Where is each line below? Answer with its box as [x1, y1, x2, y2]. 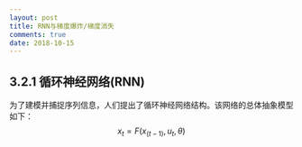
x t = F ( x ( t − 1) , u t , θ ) [116, 125, 187, 138]
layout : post [9, 13, 59, 23]
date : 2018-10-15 [9, 38, 75, 48]
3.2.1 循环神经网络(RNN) [9, 74, 146, 89]
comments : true [9, 30, 67, 39]
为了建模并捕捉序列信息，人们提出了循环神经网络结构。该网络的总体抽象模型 [9, 100, 294, 111]
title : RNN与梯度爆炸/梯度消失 [9, 22, 114, 31]
